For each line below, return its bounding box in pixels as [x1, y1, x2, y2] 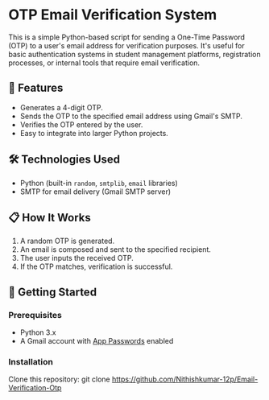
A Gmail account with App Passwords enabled [19, 336, 174, 346]
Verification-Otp [8, 383, 62, 393]
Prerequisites [8, 309, 62, 320]
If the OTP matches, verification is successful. [19, 262, 173, 271]
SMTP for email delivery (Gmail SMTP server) [19, 187, 172, 196]
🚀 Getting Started [8, 285, 97, 299]
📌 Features [8, 81, 64, 95]
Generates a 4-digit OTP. [19, 102, 103, 112]
